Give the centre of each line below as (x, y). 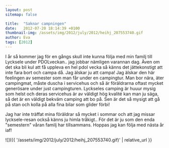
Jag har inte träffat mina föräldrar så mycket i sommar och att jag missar (80, 114)
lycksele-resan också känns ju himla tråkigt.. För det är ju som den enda (80, 119)
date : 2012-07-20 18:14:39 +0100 (43, 28)
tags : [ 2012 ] (19, 42)
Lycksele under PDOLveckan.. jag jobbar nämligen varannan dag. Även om (82, 62)
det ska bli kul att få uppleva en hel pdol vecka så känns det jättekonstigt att (84, 67)
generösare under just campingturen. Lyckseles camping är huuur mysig (80, 88)
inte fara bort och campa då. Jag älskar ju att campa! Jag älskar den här (80, 72)
